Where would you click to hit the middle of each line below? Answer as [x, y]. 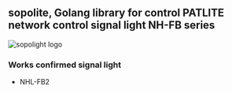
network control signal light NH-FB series [112, 26]
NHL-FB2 [34, 82]
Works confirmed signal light [65, 65]
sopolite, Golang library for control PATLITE [116, 13]
